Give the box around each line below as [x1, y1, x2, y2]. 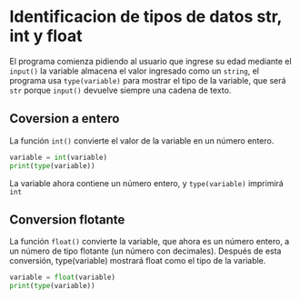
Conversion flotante [9, 212, 125, 227]
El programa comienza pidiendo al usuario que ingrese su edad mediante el [9, 55, 293, 66]
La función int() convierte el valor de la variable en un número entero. [9, 135, 275, 146]
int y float [9, 25, 84, 46]
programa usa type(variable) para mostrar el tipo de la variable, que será [9, 75, 286, 85]
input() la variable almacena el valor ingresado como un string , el [9, 65, 259, 76]
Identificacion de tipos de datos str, [9, 6, 283, 27]
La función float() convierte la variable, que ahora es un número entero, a [9, 236, 290, 247]
